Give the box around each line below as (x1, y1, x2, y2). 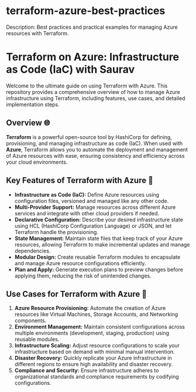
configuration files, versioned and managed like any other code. (14, 197, 169, 204)
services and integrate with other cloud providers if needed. (14, 209, 160, 217)
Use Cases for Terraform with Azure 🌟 (6, 289, 147, 299)
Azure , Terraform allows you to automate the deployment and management (6, 146, 188, 153)
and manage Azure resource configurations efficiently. (14, 259, 146, 266)
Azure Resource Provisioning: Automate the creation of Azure (14, 305, 166, 312)
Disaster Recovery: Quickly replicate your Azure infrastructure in (14, 354, 173, 361)
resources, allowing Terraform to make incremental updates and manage (14, 241, 190, 248)
